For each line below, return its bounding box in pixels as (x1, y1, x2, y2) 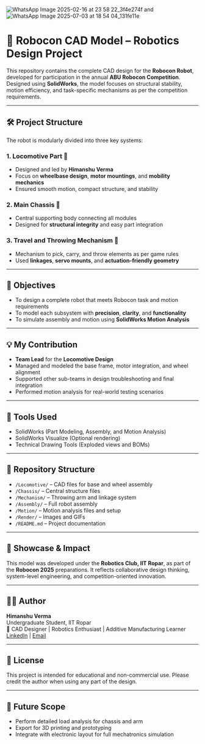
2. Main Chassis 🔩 (6, 200, 60, 209)
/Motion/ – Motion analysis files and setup (15, 506, 121, 514)
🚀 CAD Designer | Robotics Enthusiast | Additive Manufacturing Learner (6, 625, 186, 633)
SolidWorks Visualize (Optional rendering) (15, 435, 121, 442)
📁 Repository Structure (6, 464, 95, 475)
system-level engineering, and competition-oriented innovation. (6, 573, 167, 580)
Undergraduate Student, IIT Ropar (6, 618, 92, 626)
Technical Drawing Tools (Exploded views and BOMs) (15, 441, 150, 448)
